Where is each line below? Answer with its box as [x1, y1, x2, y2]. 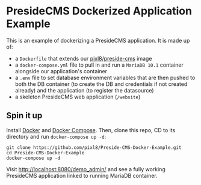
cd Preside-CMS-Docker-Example [6, 150, 85, 156]
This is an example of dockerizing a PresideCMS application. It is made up [6, 37, 190, 44]
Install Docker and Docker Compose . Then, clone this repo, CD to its [6, 126, 176, 133]
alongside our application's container [14, 67, 107, 74]
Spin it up [6, 111, 43, 121]
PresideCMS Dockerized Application [6, 4, 193, 18]
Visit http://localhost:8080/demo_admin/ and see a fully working [6, 165, 165, 172]
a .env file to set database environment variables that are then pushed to [14, 74, 196, 81]
